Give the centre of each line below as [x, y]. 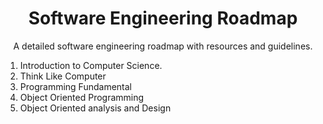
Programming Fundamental [75, 86]
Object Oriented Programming [82, 97]
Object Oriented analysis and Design [95, 108]
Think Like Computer [63, 76]
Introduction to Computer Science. [91, 65]
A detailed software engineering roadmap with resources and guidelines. [163, 46]
